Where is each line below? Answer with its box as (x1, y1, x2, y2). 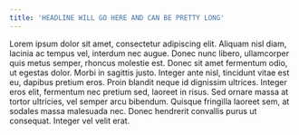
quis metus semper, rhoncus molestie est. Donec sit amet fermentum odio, (9, 57, 288, 68)
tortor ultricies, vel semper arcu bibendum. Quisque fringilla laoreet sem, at (9, 96, 290, 107)
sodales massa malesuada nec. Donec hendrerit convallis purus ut (9, 105, 257, 116)
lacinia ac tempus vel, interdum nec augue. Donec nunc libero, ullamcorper (9, 47, 290, 59)
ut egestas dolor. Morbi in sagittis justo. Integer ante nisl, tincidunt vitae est (9, 67, 290, 78)
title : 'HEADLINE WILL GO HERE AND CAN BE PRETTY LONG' (9, 13, 225, 23)
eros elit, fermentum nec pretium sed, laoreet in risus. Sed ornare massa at (9, 86, 289, 97)
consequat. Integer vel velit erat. (9, 115, 130, 126)
